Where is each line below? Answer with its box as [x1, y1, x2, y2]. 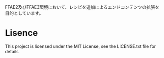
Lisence [5, 28, 38, 39]
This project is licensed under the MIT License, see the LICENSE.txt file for [5, 43, 156, 49]
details [5, 48, 19, 54]
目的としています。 [5, 10, 44, 16]
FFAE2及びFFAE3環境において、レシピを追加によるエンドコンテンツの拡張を [5, 4, 160, 10]
